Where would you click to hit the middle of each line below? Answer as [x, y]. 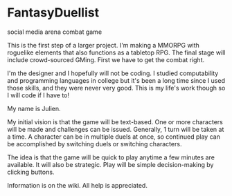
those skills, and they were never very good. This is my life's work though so [116, 88]
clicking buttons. [31, 172]
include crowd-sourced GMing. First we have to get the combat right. [106, 59]
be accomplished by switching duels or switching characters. [95, 144]
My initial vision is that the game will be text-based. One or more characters [115, 121]
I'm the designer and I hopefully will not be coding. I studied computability [113, 73]
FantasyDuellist [53, 13]
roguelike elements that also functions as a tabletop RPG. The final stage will [116, 52]
